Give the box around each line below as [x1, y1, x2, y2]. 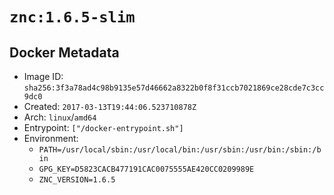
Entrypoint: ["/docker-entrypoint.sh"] [23, 122, 184, 133]
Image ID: [23, 71, 64, 82]
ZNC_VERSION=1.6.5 [38, 175, 116, 185]
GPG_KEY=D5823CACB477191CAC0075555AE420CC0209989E [38, 164, 255, 174]
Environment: [23, 133, 79, 144]
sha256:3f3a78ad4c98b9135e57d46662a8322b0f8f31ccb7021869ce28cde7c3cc [23, 83, 325, 93]
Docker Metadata [9, 44, 120, 61]
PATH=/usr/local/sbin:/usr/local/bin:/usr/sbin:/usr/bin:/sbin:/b [38, 145, 322, 155]
